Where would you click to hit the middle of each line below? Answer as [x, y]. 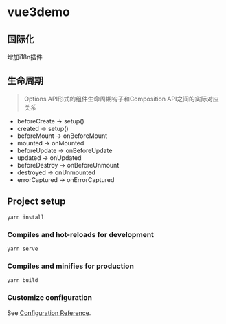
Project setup [37, 202]
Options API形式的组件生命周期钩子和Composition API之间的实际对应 [121, 99]
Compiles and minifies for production [70, 266]
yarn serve [23, 249]
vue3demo [39, 12]
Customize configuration [50, 298]
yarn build [23, 281]
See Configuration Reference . [49, 313]
